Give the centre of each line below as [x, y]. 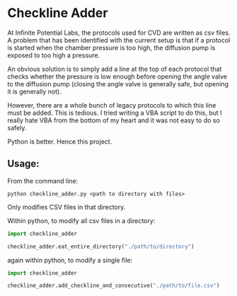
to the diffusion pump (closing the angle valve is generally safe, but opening [118, 84]
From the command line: [43, 181]
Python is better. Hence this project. [60, 141]
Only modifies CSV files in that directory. [67, 207]
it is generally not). [34, 91]
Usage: [24, 164]
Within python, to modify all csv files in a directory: [81, 220]
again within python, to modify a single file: [70, 260]
